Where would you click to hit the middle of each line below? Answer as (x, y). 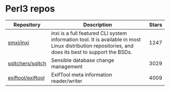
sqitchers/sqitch (27, 63)
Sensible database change (83, 60)
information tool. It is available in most (96, 39)
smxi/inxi (18, 42)
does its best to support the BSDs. (92, 52)
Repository (27, 25)
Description (98, 25)
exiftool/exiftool (26, 77)
